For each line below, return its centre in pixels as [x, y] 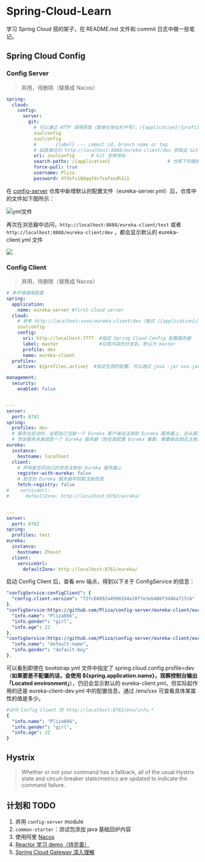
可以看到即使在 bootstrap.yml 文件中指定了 [60, 668]
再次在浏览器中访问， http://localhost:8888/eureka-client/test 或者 [94, 224]
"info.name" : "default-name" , [50, 644]
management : [21, 378]
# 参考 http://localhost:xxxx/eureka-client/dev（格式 [86, 321]
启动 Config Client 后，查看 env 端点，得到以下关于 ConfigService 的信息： [101, 581]
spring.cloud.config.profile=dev [155, 668]
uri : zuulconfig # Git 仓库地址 [80, 156]
